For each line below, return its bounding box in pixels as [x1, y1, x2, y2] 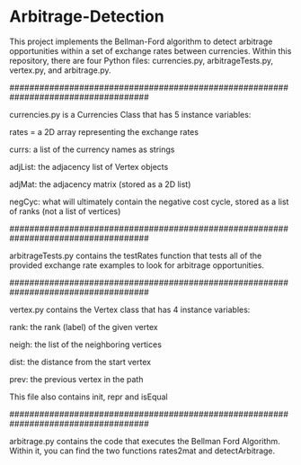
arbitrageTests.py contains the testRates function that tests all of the [9, 250, 262, 261]
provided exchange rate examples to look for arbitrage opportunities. [9, 259, 265, 271]
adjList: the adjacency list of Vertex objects [9, 161, 169, 172]
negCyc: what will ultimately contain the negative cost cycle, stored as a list [9, 196, 289, 207]
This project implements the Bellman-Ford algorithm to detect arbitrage [9, 36, 273, 47]
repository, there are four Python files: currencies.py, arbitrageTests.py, [9, 55, 274, 66]
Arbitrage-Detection [9, 6, 164, 27]
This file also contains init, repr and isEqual [9, 391, 168, 402]
